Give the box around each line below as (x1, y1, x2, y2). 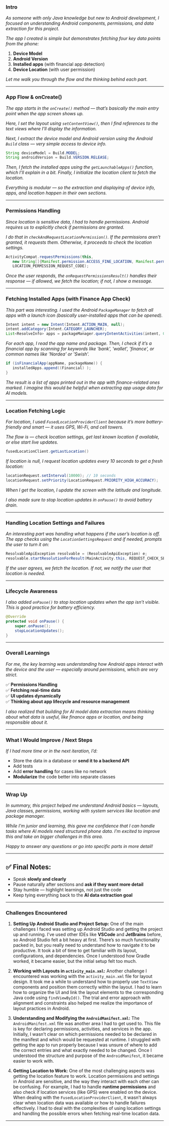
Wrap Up (6, 791, 28, 798)
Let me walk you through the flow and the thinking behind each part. (6, 77, 148, 83)
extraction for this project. (6, 26, 60, 32)
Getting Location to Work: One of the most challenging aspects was (13, 1068, 155, 1074)
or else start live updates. (6, 439, 59, 445)
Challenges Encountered (6, 909, 67, 917)
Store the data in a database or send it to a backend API (13, 758, 130, 764)
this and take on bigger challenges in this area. (6, 833, 103, 839)
